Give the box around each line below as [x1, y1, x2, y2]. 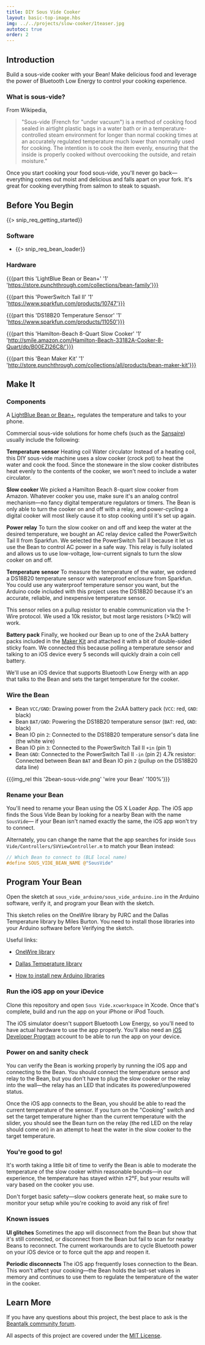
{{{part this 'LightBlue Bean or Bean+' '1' [6, 275, 109, 282]
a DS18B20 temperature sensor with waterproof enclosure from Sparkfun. [6, 575, 193, 582]
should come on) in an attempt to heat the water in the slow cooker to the [6, 1126, 192, 1134]
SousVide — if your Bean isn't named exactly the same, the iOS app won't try [6, 817, 198, 825]
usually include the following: [6, 436, 80, 444]
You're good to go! [6, 1148, 63, 1156]
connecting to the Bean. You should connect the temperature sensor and [6, 1069, 190, 1076]
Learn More [6, 1297, 51, 1308]
